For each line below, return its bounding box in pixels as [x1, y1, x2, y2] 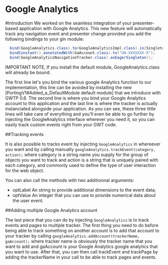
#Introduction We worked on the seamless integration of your [5, 20, 131, 26]
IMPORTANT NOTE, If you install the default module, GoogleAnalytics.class [5, 64, 160, 70]
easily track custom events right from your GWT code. [5, 121, 117, 127]
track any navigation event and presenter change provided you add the [5, 30, 151, 36]
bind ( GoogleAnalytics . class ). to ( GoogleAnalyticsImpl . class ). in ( [9, 45, 146, 50]
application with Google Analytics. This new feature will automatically [19, 25, 162, 31]
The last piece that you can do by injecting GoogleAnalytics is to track [5, 216, 149, 223]
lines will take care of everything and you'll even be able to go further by [5, 111, 154, 117]
